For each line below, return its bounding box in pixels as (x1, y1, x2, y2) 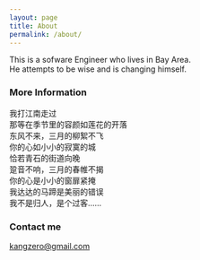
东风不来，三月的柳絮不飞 (9, 130, 104, 141)
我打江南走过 (9, 108, 57, 118)
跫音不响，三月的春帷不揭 (9, 163, 104, 175)
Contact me (9, 221, 62, 233)
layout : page (9, 13, 58, 22)
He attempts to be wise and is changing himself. (9, 64, 187, 74)
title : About (9, 22, 58, 30)
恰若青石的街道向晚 (9, 152, 81, 163)
